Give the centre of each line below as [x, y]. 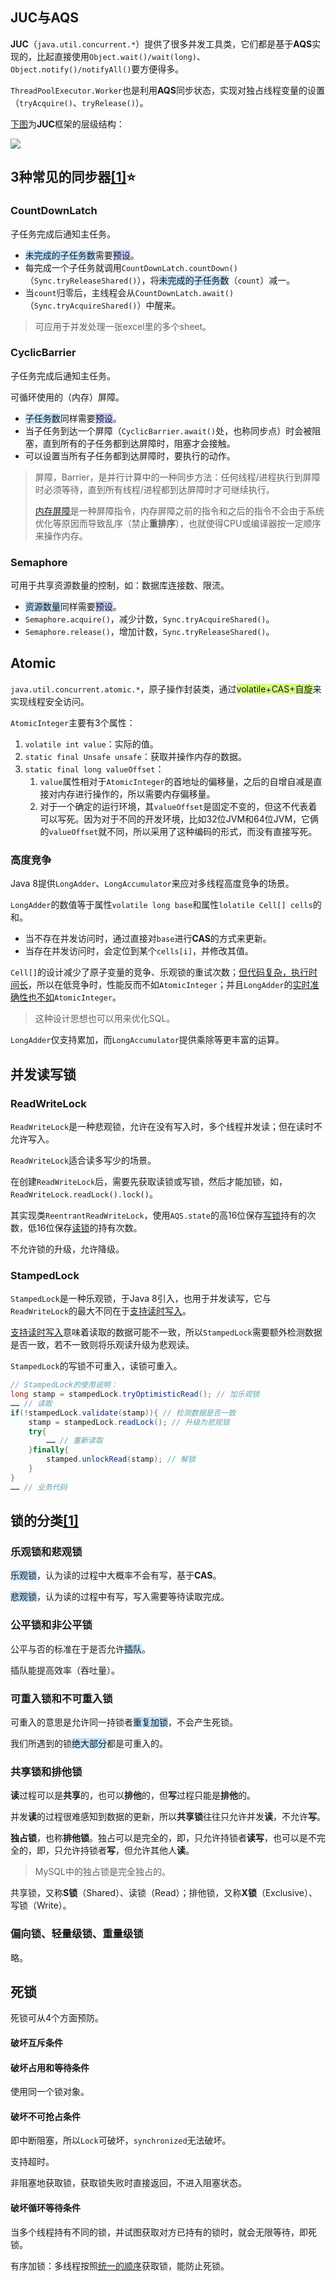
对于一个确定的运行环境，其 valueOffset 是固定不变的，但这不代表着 [178, 806]
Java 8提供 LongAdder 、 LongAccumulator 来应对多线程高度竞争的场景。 [152, 884]
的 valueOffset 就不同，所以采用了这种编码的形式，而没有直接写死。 [178, 831]
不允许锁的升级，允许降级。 [67, 1249]
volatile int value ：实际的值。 [91, 744]
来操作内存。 [61, 535]
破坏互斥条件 [36, 2042]
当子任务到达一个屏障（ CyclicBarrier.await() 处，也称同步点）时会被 [168, 430]
